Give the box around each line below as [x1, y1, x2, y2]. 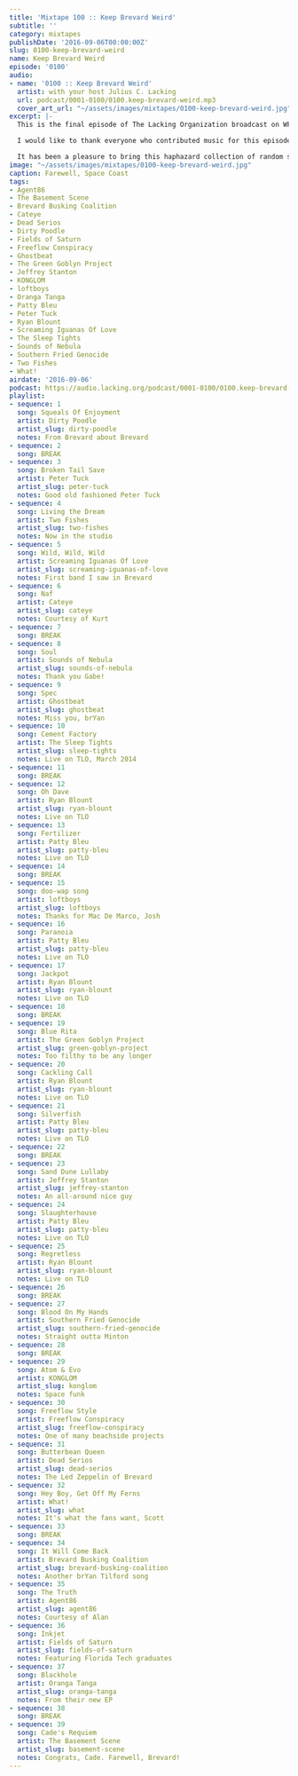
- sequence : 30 [9, 1399, 66, 1408]
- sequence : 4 [9, 499, 62, 508]
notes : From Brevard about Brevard [17, 432, 149, 442]
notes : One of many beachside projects [17, 1431, 165, 1441]
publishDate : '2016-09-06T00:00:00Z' [9, 37, 149, 47]
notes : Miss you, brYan [17, 714, 105, 722]
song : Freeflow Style [17, 1407, 98, 1416]
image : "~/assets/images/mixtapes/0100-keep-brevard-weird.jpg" [9, 161, 252, 170]
